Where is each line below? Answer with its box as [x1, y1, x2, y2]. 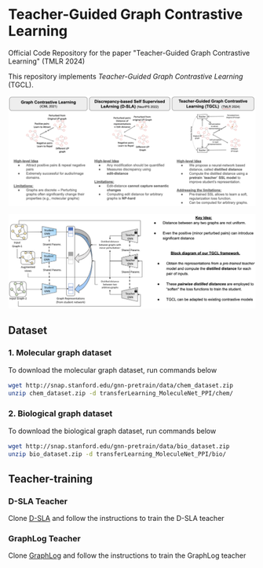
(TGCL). [8, 80, 34, 89]
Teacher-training [8, 472, 93, 486]
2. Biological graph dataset [8, 408, 113, 419]
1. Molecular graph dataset [8, 348, 112, 359]
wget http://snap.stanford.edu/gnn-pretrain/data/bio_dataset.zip [8, 442, 230, 450]
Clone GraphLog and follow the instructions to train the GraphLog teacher [8, 551, 247, 560]
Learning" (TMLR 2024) [8, 56, 86, 66]
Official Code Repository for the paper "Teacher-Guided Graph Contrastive [8, 48, 250, 57]
